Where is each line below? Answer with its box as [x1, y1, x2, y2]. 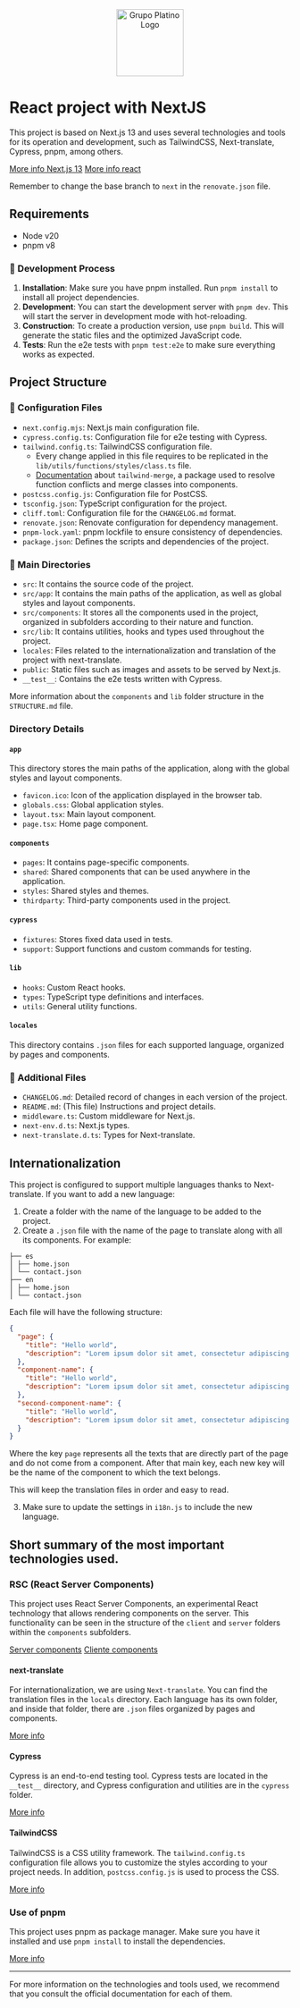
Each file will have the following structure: [9, 1307, 163, 1318]
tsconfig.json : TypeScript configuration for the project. [21, 498, 228, 509]
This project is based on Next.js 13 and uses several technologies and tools [9, 127, 286, 138]
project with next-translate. [21, 654, 122, 665]
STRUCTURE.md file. [9, 701, 74, 712]
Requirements [9, 207, 89, 222]
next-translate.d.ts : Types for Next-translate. [21, 1130, 196, 1141]
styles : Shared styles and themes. [21, 885, 150, 897]
